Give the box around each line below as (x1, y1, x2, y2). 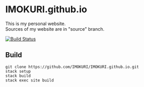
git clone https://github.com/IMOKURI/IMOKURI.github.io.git (5, 64, 139, 70)
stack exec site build (5, 78, 54, 83)
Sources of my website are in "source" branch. (5, 26, 104, 32)
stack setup (5, 69, 31, 74)
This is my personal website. (5, 20, 66, 27)
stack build (5, 73, 31, 78)
